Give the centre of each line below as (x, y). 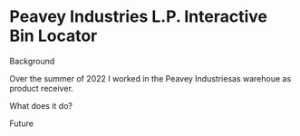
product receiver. (42, 88)
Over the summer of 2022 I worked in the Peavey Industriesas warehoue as (150, 78)
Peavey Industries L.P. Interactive (139, 17)
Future (22, 123)
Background (32, 61)
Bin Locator (53, 36)
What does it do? (41, 105)
